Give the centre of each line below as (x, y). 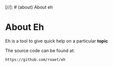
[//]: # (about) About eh (29, 7)
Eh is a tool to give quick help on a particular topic (56, 41)
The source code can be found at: (40, 50)
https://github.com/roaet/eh (35, 60)
